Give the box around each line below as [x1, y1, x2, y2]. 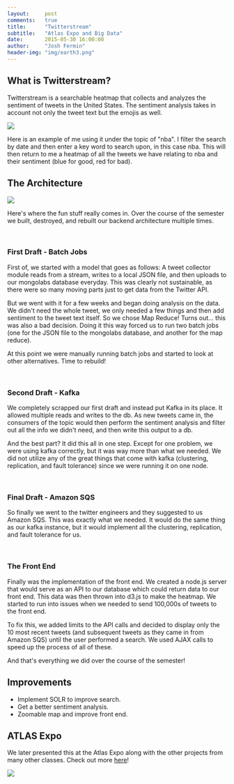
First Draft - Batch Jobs [7, 247, 88, 257]
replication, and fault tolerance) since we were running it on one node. [7, 462, 209, 470]
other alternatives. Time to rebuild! [7, 356, 107, 365]
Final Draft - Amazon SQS [7, 492, 95, 502]
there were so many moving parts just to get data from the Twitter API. [7, 285, 209, 294]
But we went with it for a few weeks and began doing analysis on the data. [7, 299, 221, 307]
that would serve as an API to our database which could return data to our [7, 585, 219, 593]
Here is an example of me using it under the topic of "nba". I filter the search [7, 135, 226, 143]
